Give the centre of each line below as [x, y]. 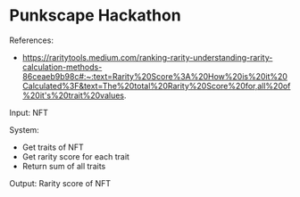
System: [25, 129]
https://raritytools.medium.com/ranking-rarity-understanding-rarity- [147, 57]
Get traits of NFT [53, 147]
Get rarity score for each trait [75, 156]
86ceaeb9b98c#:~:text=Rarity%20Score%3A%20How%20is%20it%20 [155, 76]
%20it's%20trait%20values [73, 95]
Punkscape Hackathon [95, 16]
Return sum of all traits [64, 166]
